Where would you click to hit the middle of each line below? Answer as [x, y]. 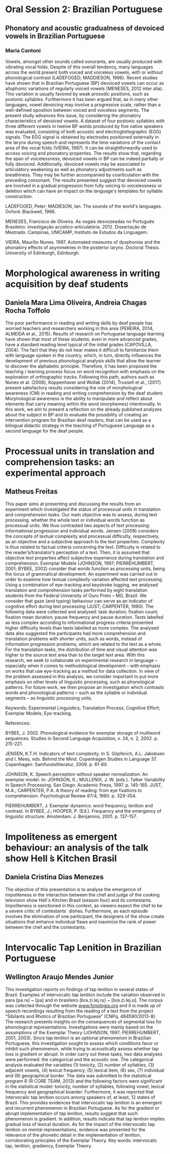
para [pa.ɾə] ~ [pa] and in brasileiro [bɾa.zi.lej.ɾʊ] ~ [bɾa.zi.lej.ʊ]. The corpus [84, 1000]
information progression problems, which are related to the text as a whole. [84, 644]
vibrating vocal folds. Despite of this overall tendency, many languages [79, 67]
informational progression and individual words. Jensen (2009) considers [82, 531]
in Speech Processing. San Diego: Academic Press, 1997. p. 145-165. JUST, [84, 785]
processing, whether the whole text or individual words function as [75, 520]
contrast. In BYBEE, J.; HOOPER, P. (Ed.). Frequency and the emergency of [83, 811]
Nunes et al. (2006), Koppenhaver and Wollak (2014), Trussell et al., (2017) [83, 382]
